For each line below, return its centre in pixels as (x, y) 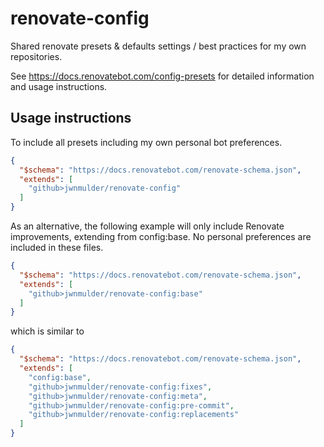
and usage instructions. (59, 86)
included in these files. (57, 247)
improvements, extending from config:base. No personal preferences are (161, 236)
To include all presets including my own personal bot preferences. (146, 142)
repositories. (36, 56)
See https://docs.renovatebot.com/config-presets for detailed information (162, 76)
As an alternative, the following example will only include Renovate (147, 226)
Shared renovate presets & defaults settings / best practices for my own (158, 46)
